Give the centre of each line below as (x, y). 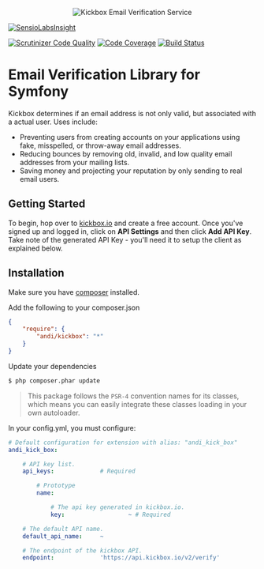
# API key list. (49, 464)
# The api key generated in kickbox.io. (117, 507)
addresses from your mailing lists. (74, 162)
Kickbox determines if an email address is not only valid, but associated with (132, 113)
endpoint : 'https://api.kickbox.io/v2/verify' (121, 558)
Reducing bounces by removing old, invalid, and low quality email (126, 153)
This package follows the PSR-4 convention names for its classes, (133, 396)
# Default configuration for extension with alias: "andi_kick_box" (123, 443)
